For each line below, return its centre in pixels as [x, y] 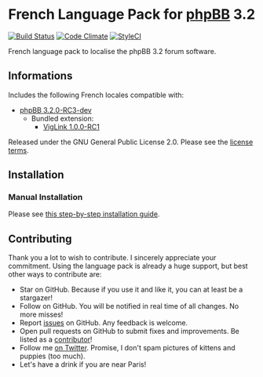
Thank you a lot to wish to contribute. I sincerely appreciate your [112, 258]
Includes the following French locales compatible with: [96, 95]
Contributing [40, 239]
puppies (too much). [52, 356]
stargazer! [36, 298]
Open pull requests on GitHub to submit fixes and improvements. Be [129, 332]
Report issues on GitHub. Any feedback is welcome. [104, 323]
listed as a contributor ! [56, 339]
